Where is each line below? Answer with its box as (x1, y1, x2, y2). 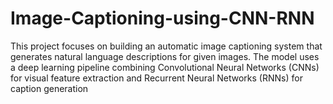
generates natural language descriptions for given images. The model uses (10, 50, 320, 62)
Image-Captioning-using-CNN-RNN (10, 7, 315, 30)
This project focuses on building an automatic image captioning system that (10, 40, 323, 52)
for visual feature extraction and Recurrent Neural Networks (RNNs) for (10, 72, 303, 84)
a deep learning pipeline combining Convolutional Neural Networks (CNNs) (10, 61, 320, 73)
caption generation (10, 82, 89, 94)
